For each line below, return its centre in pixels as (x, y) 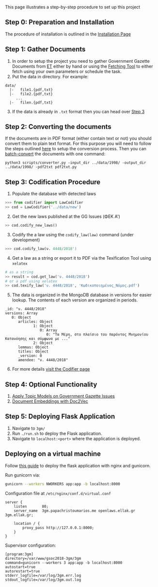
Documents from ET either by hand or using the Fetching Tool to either (82, 66)
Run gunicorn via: (23, 475)
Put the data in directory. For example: (50, 76)
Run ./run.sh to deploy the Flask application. (57, 433)
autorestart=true (23, 571)
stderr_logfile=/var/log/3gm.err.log (43, 575)
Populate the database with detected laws (54, 194)
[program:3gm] (19, 554)
